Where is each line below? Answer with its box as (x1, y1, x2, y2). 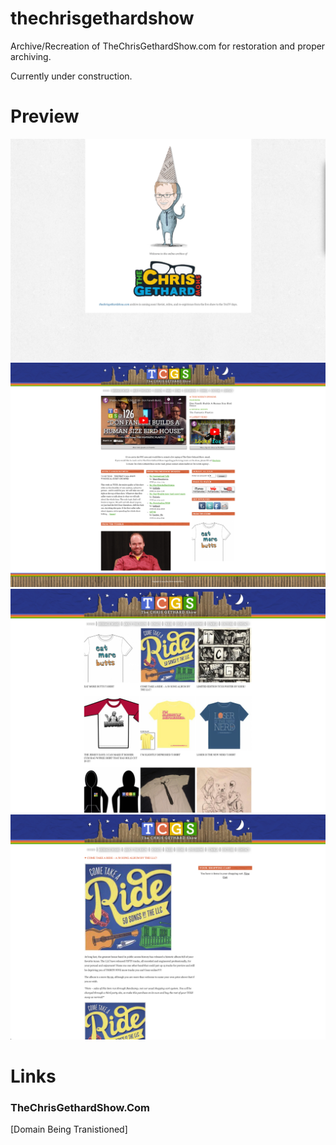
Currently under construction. (10, 70, 133, 82)
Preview (10, 105, 80, 128)
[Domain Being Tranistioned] (10, 1123, 128, 1136)
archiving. (10, 50, 52, 62)
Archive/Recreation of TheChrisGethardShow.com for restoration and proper (10, 40, 326, 52)
